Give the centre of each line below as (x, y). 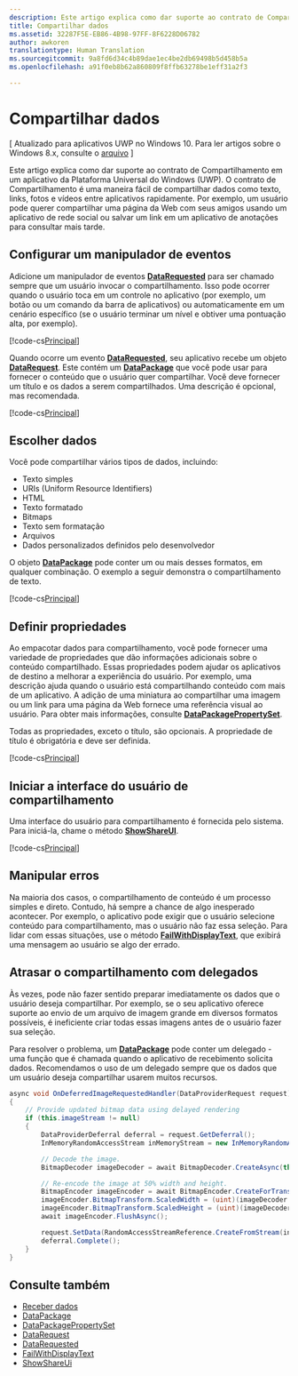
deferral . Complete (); (81, 1241)
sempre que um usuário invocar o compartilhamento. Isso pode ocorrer (140, 285)
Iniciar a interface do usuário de (99, 786)
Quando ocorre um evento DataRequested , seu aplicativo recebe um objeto (148, 357)
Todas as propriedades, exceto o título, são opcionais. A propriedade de (141, 732)
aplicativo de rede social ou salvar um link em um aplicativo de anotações (144, 217)
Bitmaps (37, 517)
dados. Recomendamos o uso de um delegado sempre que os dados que (143, 1068)
